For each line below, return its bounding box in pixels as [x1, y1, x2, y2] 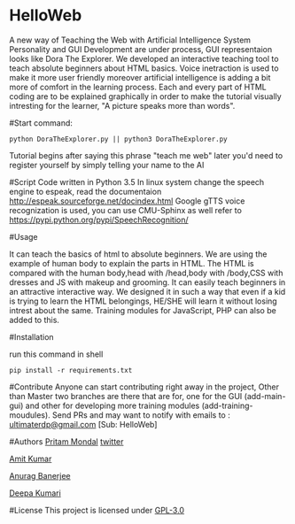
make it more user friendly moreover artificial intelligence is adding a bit [9, 72, 271, 82]
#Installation [9, 331, 55, 342]
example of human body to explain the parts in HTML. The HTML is [9, 258, 254, 268]
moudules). [9, 409, 50, 420]
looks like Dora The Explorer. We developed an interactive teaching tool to [9, 53, 279, 64]
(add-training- [201, 400, 254, 411]
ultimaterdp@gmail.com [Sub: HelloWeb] [9, 419, 158, 429]
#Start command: [9, 117, 74, 128]
